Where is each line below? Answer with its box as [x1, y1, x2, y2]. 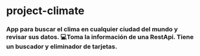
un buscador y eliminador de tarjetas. [6, 42, 118, 51]
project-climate [6, 4, 85, 18]
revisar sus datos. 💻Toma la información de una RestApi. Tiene [6, 33, 194, 41]
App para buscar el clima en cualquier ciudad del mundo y [6, 25, 178, 34]
